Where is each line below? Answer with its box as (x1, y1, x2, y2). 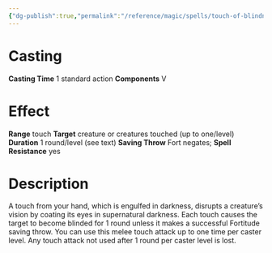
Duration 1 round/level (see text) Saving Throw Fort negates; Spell (8, 137, 232, 147)
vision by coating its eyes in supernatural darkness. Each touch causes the (8, 210, 257, 220)
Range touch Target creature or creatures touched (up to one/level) (8, 129, 235, 139)
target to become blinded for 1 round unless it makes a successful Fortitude (8, 218, 261, 228)
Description (8, 174, 89, 193)
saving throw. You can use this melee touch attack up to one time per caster (8, 227, 261, 237)
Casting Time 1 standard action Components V (8, 74, 167, 84)
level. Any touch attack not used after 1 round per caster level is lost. (8, 236, 236, 246)
